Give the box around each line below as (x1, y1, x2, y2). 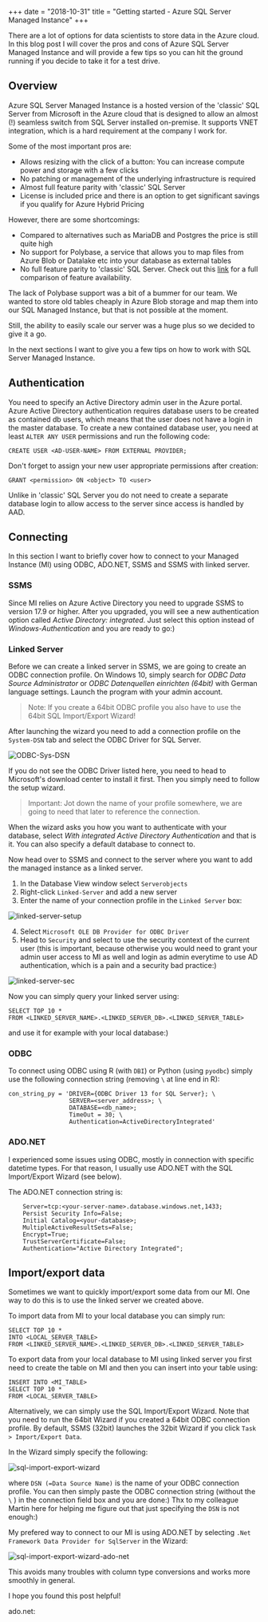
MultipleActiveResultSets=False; (22, 1223, 134, 1231)
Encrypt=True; (22, 1230, 69, 1239)
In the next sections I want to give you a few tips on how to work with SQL (8, 344, 251, 354)
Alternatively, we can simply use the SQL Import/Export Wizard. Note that (8, 1406, 250, 1416)
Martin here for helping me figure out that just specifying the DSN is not (8, 1504, 239, 1513)
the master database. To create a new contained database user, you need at (8, 422, 259, 432)
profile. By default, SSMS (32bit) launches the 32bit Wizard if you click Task (8, 1423, 257, 1433)
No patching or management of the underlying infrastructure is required (19, 173, 257, 183)
